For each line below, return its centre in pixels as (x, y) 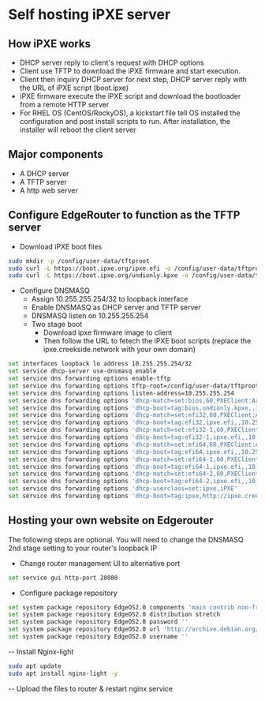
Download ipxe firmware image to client (108, 332)
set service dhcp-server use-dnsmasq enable (82, 371)
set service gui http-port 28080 (63, 578)
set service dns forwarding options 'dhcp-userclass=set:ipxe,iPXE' (123, 489)
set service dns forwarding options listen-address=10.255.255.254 (121, 393)
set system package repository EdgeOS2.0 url (84, 629)
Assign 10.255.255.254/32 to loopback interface (110, 299)
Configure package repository (69, 593)
